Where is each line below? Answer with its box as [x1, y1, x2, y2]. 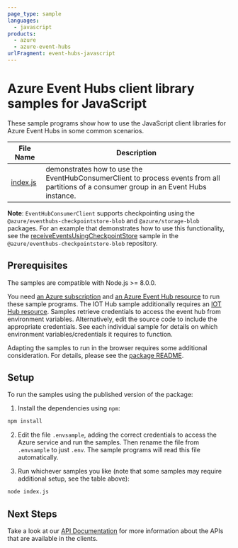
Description [116, 147, 157, 157]
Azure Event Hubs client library [7, 81, 195, 96]
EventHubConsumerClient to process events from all [45, 173, 221, 183]
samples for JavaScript [7, 96, 147, 112]
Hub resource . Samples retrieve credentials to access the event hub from [7, 307, 221, 315]
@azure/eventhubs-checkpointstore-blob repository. [7, 239, 158, 247]
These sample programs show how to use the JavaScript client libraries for [7, 118, 227, 128]
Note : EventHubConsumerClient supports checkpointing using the [7, 208, 195, 217]
